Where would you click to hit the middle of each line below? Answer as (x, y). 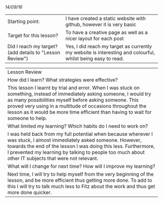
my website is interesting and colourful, (110, 52)
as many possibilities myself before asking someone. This (73, 100)
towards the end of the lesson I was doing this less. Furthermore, (81, 146)
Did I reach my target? (33, 46)
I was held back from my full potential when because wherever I (80, 134)
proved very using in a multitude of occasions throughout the (77, 106)
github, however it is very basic (101, 25)
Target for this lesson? (33, 35)
